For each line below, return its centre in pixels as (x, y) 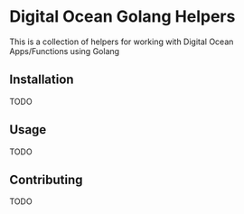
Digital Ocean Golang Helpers (122, 17)
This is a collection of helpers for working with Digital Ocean (122, 42)
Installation (42, 80)
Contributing (46, 179)
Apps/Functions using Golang (65, 51)
